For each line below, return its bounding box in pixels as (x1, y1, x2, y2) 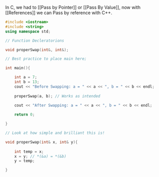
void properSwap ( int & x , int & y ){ (5, 139, 78, 145)
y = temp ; (14, 158, 35, 164)
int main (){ (5, 65, 30, 70)
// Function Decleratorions (5, 38, 65, 43)
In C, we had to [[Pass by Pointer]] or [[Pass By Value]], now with (5, 5, 141, 10)
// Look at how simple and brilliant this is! (5, 130, 105, 135)
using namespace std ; (5, 29, 51, 34)
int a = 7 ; (14, 75, 37, 80)
